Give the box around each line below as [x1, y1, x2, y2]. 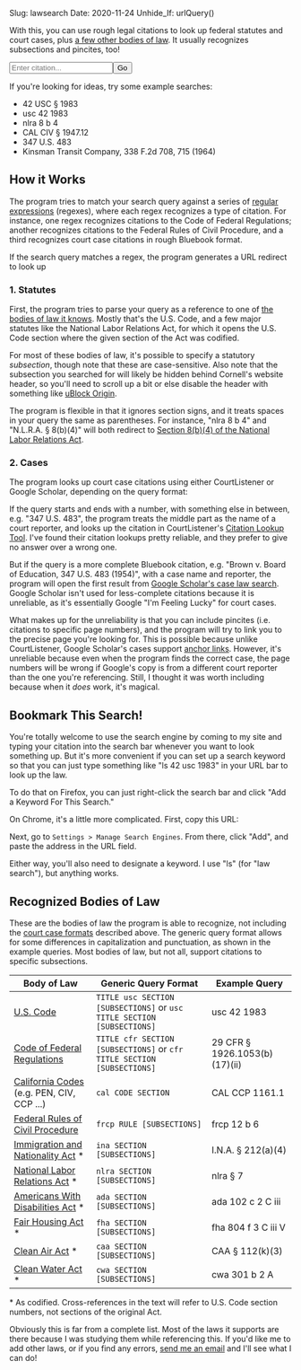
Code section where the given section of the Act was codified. [9, 332, 240, 344]
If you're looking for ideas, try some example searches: [9, 81, 213, 92]
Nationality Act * [13, 1149, 84, 1162]
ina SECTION [95, 1140, 147, 1151]
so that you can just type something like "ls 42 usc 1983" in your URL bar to [9, 760, 288, 771]
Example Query [215, 978, 284, 990]
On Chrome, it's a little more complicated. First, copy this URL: [9, 814, 239, 825]
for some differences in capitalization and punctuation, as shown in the [9, 937, 271, 948]
